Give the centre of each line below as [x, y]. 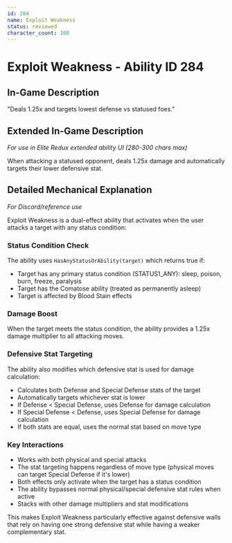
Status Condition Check [48, 245]
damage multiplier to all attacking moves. [66, 336]
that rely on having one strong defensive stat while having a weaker [104, 525]
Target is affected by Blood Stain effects [74, 296]
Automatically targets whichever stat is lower [81, 397]
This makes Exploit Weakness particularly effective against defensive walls [114, 517]
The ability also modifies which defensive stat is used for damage [101, 369]
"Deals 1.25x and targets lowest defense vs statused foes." [91, 109]
